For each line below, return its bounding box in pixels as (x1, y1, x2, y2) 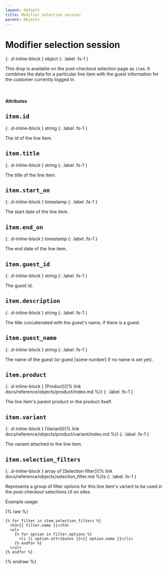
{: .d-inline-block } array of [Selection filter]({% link (5, 468, 113, 474)
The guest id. (5, 282, 33, 289)
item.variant (5, 413, 47, 421)
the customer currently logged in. (5, 76, 75, 83)
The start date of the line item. (5, 209, 69, 215)
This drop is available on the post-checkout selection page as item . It (5, 66, 150, 72)
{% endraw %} (5, 559, 37, 565)
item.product (5, 371, 47, 378)
